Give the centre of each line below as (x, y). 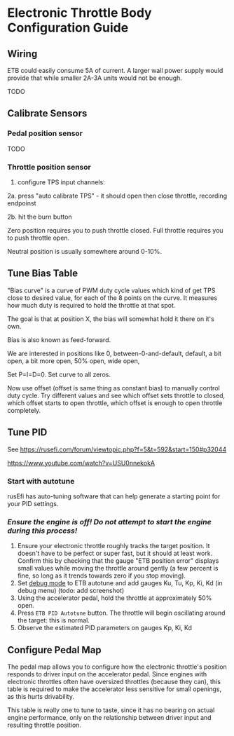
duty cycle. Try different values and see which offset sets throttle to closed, (116, 395)
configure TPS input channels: (61, 182)
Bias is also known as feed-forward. (59, 340)
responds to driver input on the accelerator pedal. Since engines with (107, 674)
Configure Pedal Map (54, 650)
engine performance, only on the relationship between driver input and (109, 718)
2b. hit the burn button (40, 217)
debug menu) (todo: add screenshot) (71, 591)
